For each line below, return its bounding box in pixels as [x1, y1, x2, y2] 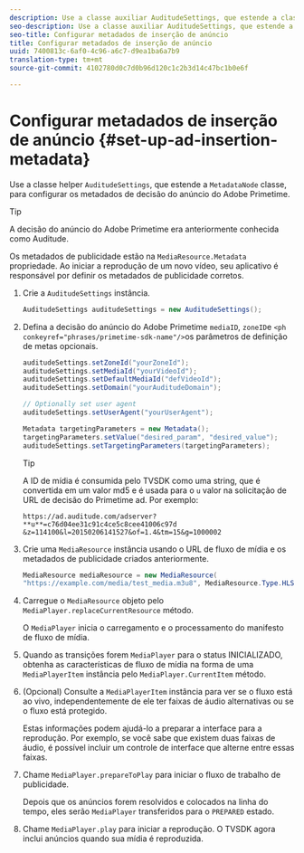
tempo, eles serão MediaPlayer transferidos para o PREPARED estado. [22, 806, 275, 817]
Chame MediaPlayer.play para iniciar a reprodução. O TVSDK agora [22, 824, 276, 835]
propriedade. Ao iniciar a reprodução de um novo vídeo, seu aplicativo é [9, 260, 279, 271]
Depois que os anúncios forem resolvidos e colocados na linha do [22, 797, 269, 808]
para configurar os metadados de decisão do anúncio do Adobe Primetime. [9, 188, 290, 199]
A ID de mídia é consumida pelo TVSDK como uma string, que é [22, 475, 261, 486]
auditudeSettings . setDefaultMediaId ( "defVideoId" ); [22, 374, 222, 384]
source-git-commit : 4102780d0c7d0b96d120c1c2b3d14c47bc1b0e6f [9, 64, 249, 73]
